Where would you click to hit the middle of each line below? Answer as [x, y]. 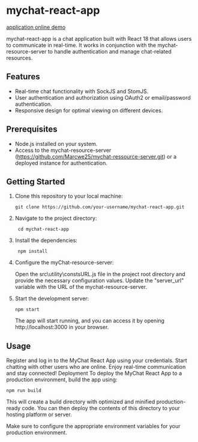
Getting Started [36, 182]
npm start [27, 310]
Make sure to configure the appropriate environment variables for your [94, 426]
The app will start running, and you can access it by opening [90, 321]
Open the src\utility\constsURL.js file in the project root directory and [100, 274]
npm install [33, 252]
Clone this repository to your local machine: [69, 196]
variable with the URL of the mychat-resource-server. [81, 287]
